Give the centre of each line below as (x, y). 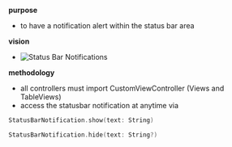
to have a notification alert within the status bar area (107, 25)
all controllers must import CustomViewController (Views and (122, 88)
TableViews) (41, 97)
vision (19, 41)
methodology (32, 73)
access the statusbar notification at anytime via (99, 105)
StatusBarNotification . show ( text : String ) (81, 120)
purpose (23, 10)
